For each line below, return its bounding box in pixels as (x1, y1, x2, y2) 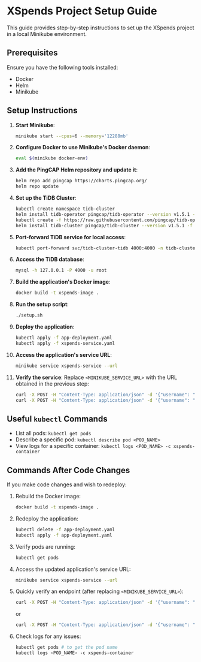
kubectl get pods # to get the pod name (15, 645, 118, 651)
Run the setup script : (15, 301, 69, 308)
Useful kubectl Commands (7, 414, 108, 424)
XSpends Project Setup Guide (7, 4, 157, 18)
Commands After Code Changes (7, 465, 130, 475)
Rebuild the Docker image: (15, 493, 81, 500)
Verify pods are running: (15, 543, 75, 550)
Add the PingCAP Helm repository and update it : (15, 166, 138, 173)
